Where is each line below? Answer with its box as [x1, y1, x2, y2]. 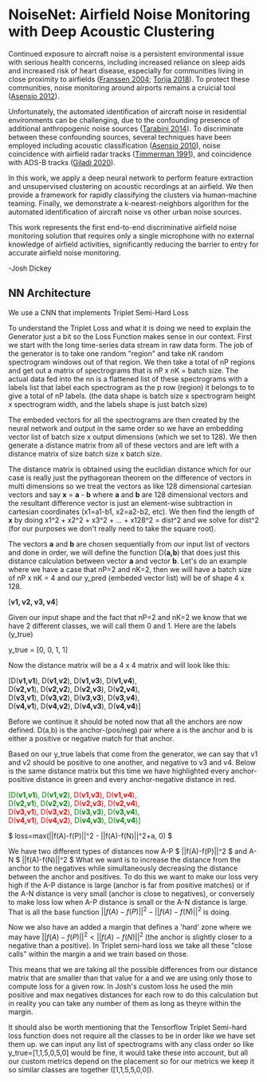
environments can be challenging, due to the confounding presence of [8, 115, 240, 124]
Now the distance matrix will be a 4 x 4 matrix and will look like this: [8, 660, 230, 669]
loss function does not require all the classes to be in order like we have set [8, 1031, 256, 1041]
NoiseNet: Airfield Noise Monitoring [8, 6, 251, 24]
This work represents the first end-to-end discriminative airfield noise [8, 222, 238, 232]
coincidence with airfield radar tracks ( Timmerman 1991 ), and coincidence [8, 149, 253, 159]
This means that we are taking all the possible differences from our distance [8, 965, 258, 974]
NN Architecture [8, 286, 92, 300]
